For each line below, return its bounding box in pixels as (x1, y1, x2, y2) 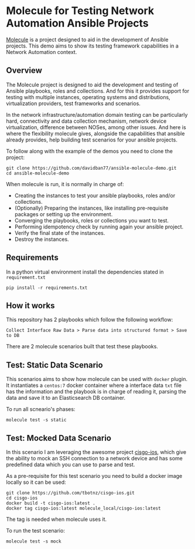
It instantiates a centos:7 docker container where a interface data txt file (6, 382, 182, 389)
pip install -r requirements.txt (6, 285, 88, 291)
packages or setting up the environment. (14, 210, 113, 218)
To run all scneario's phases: (6, 406, 76, 413)
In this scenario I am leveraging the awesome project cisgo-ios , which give (6, 449, 186, 456)
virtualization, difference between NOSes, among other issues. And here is (6, 123, 186, 130)
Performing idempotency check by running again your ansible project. (14, 223, 184, 230)
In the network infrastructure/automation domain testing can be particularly (6, 111, 188, 118)
